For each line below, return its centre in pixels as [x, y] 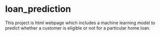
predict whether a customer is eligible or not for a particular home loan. [78, 28]
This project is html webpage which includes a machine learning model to [80, 23]
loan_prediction [38, 9]
